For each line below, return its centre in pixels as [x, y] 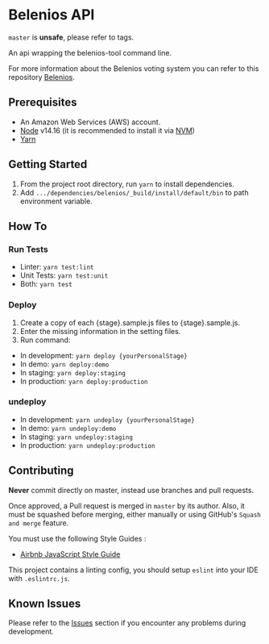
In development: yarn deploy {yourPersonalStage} [103, 355]
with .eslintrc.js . [39, 578]
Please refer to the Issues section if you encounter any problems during [127, 623]
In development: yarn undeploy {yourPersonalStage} [107, 419]
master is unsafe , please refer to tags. [71, 37]
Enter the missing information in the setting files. [100, 331]
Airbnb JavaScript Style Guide [70, 554]
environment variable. [56, 201]
